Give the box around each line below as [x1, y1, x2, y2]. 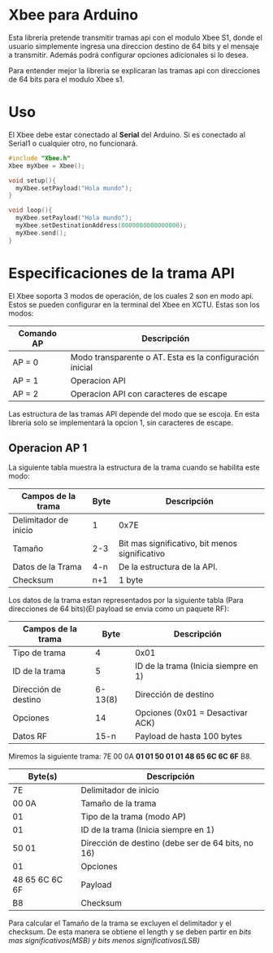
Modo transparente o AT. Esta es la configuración [70, 352, 260, 363]
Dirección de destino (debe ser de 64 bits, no [80, 837, 254, 849]
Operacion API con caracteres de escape [70, 388, 227, 400]
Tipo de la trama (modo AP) [80, 811, 187, 823]
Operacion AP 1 [8, 441, 88, 455]
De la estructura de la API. [119, 562, 218, 573]
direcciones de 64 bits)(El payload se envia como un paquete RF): [8, 604, 230, 614]
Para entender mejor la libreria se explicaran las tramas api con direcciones [8, 65, 261, 75]
